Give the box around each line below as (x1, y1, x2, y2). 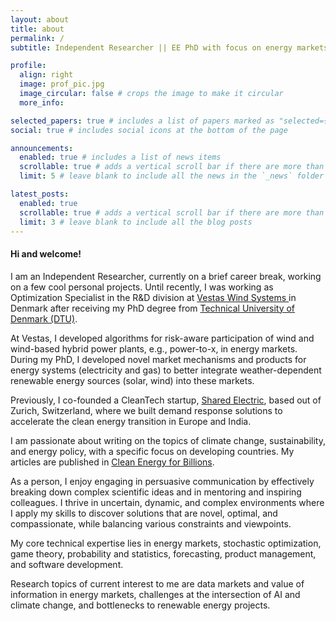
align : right (19, 70, 74, 80)
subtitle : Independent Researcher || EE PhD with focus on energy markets (10, 42, 329, 53)
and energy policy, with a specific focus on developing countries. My (10, 445, 295, 457)
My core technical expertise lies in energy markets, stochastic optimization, (10, 537, 322, 549)
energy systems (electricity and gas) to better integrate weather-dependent (10, 364, 322, 376)
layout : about (10, 14, 70, 25)
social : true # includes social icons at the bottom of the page (10, 125, 288, 135)
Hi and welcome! (10, 247, 82, 260)
